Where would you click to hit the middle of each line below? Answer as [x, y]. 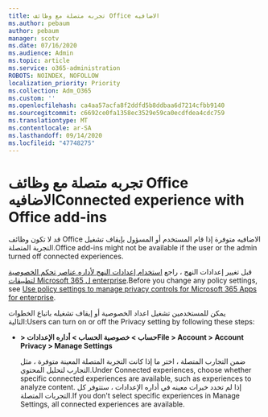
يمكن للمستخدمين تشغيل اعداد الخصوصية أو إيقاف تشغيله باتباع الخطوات [117, 313]
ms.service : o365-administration [64, 68]
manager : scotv [34, 38]
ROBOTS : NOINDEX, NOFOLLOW [54, 76]
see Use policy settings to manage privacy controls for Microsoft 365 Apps [133, 289]
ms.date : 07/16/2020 [43, 46]
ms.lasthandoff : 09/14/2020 [56, 135]
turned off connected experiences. [66, 256]
